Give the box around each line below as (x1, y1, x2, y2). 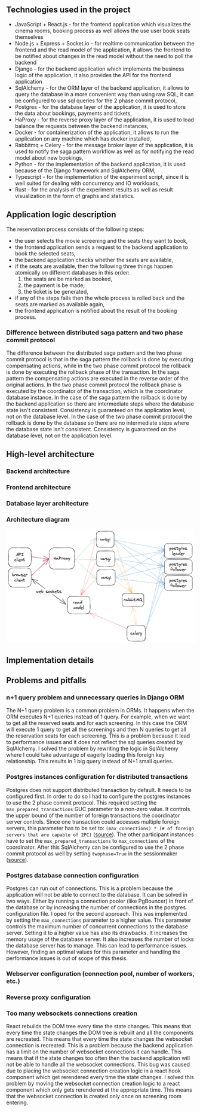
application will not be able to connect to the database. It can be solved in (6, 891, 188, 898)
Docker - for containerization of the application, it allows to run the (14, 129, 179, 136)
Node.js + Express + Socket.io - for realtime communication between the (14, 39, 195, 47)
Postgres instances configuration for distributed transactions (6, 773, 188, 781)
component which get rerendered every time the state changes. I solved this (6, 1074, 194, 1081)
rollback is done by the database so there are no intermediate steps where (6, 419, 189, 426)
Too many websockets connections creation (6, 1009, 137, 1017)
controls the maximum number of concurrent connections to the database (6, 923, 188, 930)
